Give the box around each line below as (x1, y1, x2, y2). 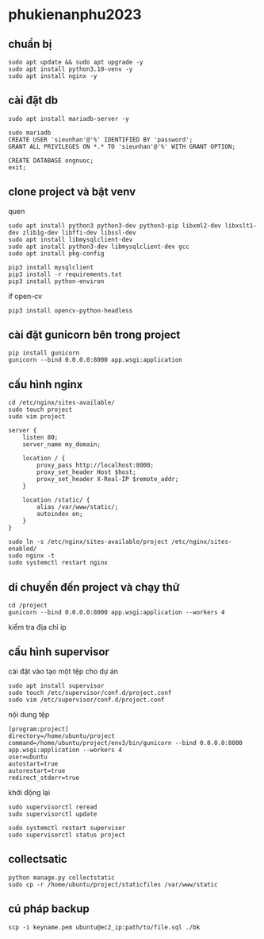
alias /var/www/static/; (36, 503, 119, 511)
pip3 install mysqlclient (8, 263, 94, 271)
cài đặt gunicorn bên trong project (8, 328, 181, 342)
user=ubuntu (8, 753, 48, 761)
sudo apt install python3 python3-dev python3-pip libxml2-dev (8, 221, 222, 230)
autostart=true (8, 759, 59, 768)
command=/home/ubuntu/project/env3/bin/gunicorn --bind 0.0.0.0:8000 (8, 739, 243, 747)
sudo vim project (8, 413, 66, 421)
